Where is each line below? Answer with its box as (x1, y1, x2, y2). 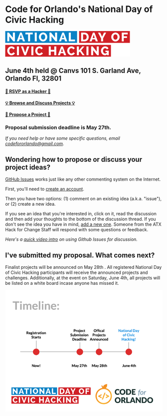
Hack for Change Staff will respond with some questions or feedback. (5, 227, 149, 233)
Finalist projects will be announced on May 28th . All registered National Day (5, 264, 162, 270)
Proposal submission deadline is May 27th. (5, 124, 111, 131)
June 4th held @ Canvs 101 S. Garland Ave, (5, 67, 141, 75)
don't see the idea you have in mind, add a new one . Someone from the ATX (5, 221, 162, 227)
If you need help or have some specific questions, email (5, 135, 121, 141)
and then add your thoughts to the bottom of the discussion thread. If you (5, 216, 156, 222)
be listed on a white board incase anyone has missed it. (5, 280, 119, 286)
